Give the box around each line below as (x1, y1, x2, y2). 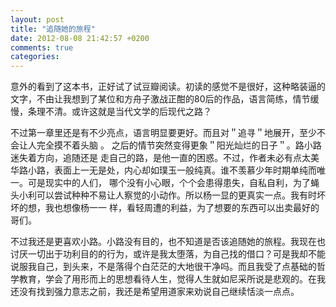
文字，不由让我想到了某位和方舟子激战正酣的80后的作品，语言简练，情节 (10, 93, 311, 105)
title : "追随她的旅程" (10, 24, 96, 34)
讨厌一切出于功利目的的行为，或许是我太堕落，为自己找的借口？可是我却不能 (10, 248, 326, 260)
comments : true (10, 42, 74, 53)
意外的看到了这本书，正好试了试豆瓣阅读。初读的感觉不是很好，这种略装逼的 (10, 81, 326, 93)
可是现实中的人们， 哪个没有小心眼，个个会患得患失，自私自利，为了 (27, 177, 311, 189)
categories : (10, 52, 60, 62)
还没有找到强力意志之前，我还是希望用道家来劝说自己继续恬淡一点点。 (10, 286, 300, 298)
